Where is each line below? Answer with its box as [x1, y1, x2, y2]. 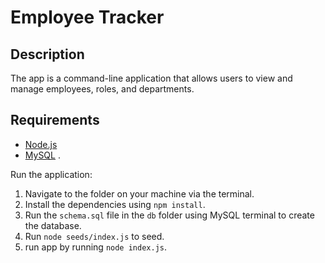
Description [10, 46, 85, 63]
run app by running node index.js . [24, 241, 168, 253]
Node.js [24, 138, 58, 150]
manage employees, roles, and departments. [10, 83, 195, 95]
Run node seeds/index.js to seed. [24, 230, 165, 242]
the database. [24, 219, 82, 231]
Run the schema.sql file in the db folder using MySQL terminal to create [24, 209, 315, 221]
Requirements [10, 112, 100, 129]
